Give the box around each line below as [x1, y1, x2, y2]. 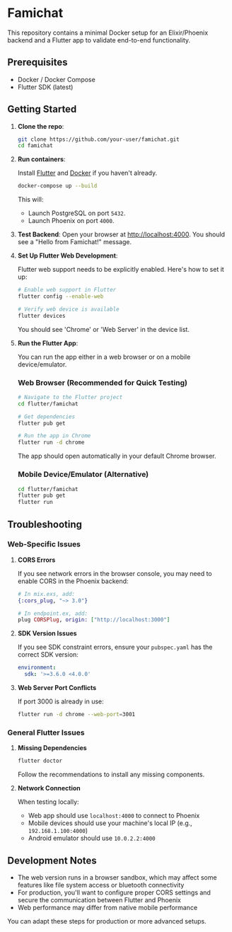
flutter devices [17, 312, 66, 319]
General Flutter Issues [7, 727, 85, 737]
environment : [17, 664, 57, 672]
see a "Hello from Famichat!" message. [17, 238, 132, 246]
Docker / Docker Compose [17, 75, 95, 84]
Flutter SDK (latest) [17, 83, 74, 91]
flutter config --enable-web [17, 293, 104, 300]
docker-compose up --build [17, 183, 98, 190]
